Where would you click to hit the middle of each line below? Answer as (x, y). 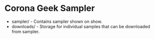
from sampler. (26, 31)
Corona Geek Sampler (50, 8)
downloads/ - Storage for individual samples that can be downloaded (81, 26)
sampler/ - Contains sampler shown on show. (57, 21)
